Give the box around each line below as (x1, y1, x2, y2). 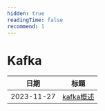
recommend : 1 (7, 23, 45, 30)
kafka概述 (61, 92, 95, 102)
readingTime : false (7, 17, 64, 23)
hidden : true (7, 10, 45, 17)
